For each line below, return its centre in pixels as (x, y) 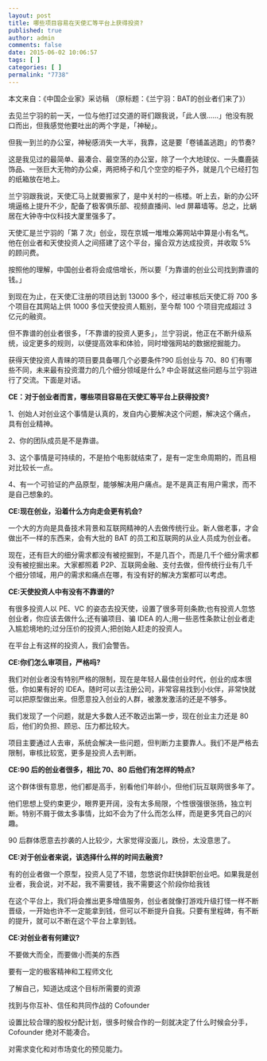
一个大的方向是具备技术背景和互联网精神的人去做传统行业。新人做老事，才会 (133, 528)
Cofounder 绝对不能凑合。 (51, 1032)
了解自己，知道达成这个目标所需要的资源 (74, 988)
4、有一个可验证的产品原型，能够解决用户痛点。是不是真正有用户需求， (126, 484)
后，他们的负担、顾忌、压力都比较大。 (71, 725)
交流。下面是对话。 (53, 379)
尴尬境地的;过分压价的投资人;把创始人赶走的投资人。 (101, 628)
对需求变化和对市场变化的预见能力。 (68, 1049)
